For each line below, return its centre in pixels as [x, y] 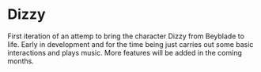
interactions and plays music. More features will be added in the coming [125, 52]
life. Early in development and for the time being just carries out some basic [130, 44]
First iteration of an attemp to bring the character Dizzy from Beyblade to [126, 36]
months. [21, 61]
